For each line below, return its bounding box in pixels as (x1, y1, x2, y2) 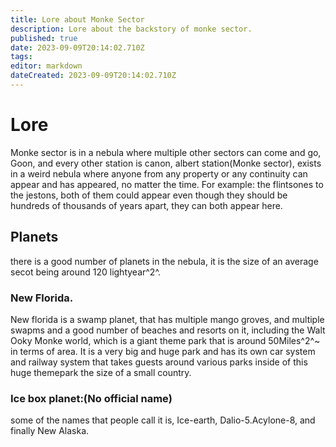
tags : (10, 52, 33, 62)
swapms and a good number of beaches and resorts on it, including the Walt (10, 324, 326, 336)
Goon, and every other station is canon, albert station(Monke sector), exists (10, 157, 322, 169)
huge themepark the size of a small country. (10, 366, 192, 378)
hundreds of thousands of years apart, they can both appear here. (10, 199, 283, 211)
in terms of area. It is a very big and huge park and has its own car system (10, 345, 316, 357)
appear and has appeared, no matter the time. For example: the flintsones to (10, 178, 324, 190)
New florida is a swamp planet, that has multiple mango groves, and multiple (10, 313, 325, 325)
